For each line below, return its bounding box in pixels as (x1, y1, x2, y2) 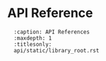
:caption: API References (13, 28, 90, 35)
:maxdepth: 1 (13, 34, 52, 42)
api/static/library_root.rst (13, 47, 100, 54)
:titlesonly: (13, 40, 52, 48)
